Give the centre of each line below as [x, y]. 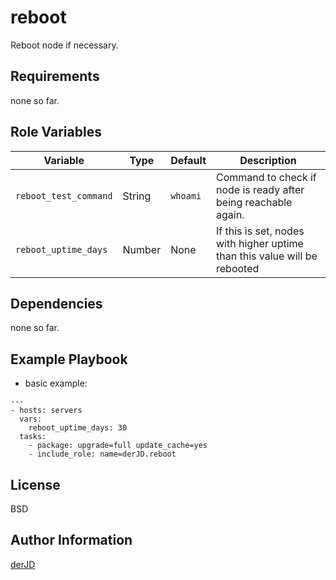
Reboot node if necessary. [64, 45]
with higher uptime [260, 243]
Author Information [71, 540]
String [137, 196]
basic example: [56, 383]
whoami [186, 195]
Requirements [55, 76]
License [35, 484]
